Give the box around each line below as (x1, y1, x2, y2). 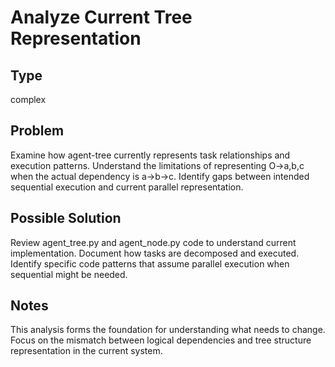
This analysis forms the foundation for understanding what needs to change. (10, 324, 326, 336)
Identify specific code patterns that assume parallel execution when (10, 257, 290, 270)
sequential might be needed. (10, 268, 128, 280)
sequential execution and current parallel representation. (10, 181, 244, 193)
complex (10, 94, 47, 105)
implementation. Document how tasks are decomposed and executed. (10, 247, 300, 259)
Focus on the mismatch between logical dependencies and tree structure (10, 334, 312, 346)
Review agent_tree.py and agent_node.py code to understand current (10, 236, 297, 248)
